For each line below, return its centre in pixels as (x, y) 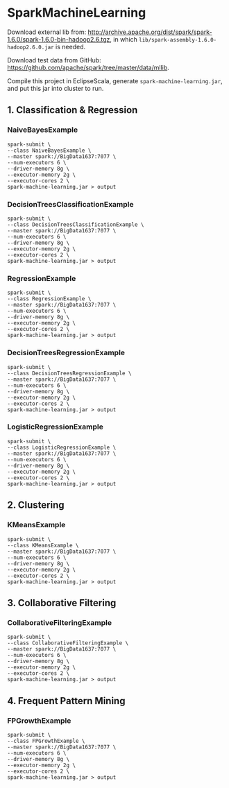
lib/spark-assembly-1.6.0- (178, 40)
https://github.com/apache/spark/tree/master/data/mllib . (88, 67)
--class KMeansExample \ (43, 545)
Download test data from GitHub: (54, 60)
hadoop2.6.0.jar (31, 47)
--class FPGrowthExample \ (46, 741)
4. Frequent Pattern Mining (66, 701)
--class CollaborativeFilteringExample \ (68, 643)
